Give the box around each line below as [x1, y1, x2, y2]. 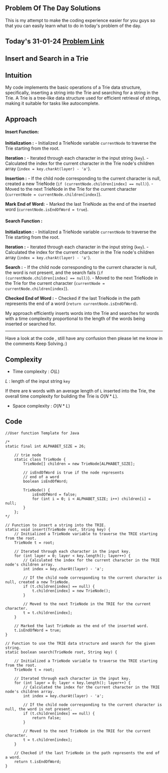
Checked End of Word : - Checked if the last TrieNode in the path [5, 295, 140, 301]
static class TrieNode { [14, 457, 66, 462]
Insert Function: [5, 129, 39, 135]
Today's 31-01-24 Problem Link [5, 37, 104, 46]
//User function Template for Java [5, 431, 79, 436]
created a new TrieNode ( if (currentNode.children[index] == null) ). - [5, 181, 153, 187]
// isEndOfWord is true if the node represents [23, 470, 124, 475]
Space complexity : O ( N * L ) [12, 403, 70, 409]
